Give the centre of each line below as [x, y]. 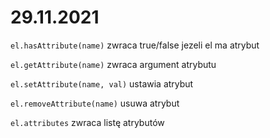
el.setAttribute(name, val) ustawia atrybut [102, 83]
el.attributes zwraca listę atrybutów [87, 122]
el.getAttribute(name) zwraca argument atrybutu [113, 64]
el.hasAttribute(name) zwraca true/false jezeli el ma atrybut [135, 45]
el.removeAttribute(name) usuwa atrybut [95, 103]
